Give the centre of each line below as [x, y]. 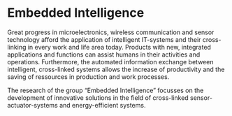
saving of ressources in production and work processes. [88, 77]
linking [17, 47]
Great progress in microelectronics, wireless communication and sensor [111, 32]
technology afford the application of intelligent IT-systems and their [104, 39]
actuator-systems [32, 105]
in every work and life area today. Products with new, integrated [119, 47]
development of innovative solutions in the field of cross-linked [98, 97]
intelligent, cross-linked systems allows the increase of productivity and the [116, 69]
